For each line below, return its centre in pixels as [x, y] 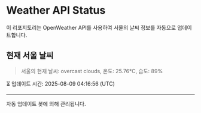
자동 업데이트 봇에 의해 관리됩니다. [46, 103]
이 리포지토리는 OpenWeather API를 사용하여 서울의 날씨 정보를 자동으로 [91, 27]
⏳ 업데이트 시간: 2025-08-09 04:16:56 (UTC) [61, 83]
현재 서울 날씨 [30, 56]
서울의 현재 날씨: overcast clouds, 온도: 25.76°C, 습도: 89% [92, 71]
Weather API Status [56, 10]
